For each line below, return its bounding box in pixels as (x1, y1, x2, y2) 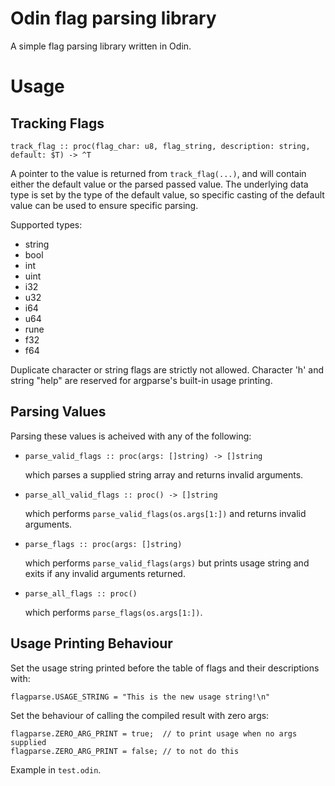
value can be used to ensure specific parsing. (10, 199, 199, 211)
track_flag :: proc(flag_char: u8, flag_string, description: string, (10, 141, 311, 151)
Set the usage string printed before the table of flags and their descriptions (10, 662, 320, 674)
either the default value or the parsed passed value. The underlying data (10, 178, 309, 190)
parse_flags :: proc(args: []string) (24, 539, 183, 549)
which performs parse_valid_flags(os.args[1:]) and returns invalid (24, 507, 307, 519)
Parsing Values (10, 403, 107, 421)
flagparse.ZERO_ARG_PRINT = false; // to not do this (10, 746, 240, 756)
